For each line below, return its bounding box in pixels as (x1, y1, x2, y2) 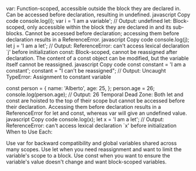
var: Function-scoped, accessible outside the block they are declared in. (6, 5, 181, 12)
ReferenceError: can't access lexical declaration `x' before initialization (6, 122, 177, 129)
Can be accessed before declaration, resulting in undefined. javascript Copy (6, 11, 191, 18)
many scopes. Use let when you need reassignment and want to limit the (6, 146, 182, 153)
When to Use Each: (6, 128, 53, 135)
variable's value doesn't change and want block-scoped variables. (6, 158, 167, 165)
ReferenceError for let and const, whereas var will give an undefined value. (6, 110, 187, 117)
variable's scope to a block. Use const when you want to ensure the (6, 152, 170, 159)
